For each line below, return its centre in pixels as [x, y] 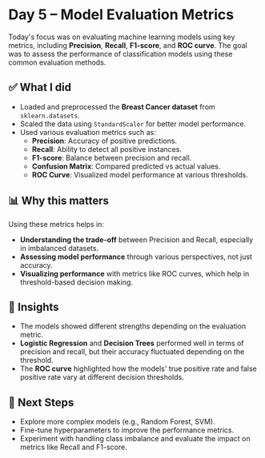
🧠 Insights [34, 307]
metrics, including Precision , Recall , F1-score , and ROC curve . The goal [128, 45]
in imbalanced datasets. [59, 248]
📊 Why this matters [59, 201]
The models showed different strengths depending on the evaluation [133, 326]
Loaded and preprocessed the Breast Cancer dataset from [118, 106]
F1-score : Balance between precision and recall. [112, 157]
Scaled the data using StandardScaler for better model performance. [133, 123]
